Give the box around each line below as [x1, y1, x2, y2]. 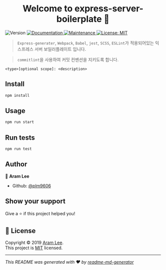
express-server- [74, 3, 144, 14]
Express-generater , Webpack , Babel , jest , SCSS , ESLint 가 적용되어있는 [17, 40, 154, 46]
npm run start [5, 119, 35, 125]
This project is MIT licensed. [5, 245, 63, 251]
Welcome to [22, 3, 73, 14]
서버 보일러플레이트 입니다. [34, 46, 86, 52]
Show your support [5, 197, 66, 205]
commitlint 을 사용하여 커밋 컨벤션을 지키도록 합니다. [17, 56, 119, 62]
